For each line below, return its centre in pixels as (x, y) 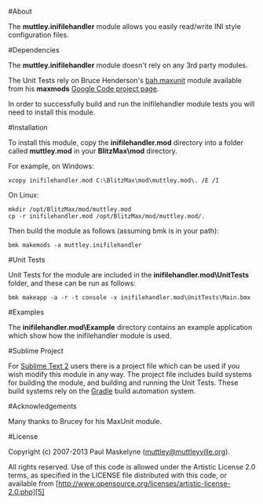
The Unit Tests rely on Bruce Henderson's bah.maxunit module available (125, 80)
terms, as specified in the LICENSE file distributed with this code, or (118, 475)
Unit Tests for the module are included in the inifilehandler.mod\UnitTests (129, 275)
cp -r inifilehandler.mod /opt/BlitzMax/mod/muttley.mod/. (107, 216)
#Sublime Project (36, 351)
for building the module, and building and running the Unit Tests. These (123, 383)
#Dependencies (34, 50)
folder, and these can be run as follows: (72, 283)
